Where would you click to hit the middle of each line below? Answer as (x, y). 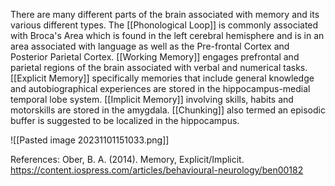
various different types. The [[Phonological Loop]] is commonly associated (164, 25)
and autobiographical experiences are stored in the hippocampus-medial (160, 88)
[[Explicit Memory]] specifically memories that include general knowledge (162, 78)
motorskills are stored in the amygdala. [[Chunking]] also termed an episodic (168, 110)
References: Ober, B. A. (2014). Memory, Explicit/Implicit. (127, 159)
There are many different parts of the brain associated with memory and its (165, 14)
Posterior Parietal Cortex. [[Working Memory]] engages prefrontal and (155, 57)
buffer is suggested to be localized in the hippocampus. (125, 120)
